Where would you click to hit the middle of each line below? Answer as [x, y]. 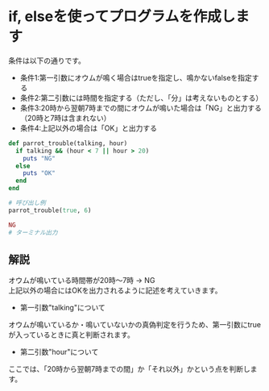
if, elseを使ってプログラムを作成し [122, 17]
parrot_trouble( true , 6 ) [50, 210]
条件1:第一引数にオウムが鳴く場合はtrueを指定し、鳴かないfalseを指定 [136, 77]
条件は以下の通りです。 [47, 60]
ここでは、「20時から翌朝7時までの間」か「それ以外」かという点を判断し [130, 369]
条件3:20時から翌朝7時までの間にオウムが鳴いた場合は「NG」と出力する [141, 108]
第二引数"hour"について [59, 352]
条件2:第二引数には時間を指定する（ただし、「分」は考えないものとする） [141, 98]
